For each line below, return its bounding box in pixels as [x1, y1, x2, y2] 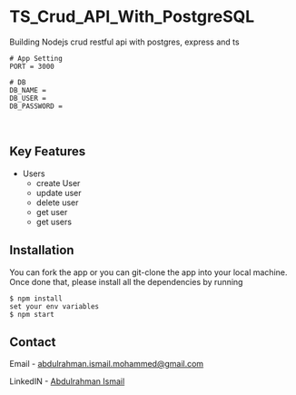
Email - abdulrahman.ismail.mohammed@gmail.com [9, 359, 204, 370]
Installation [9, 242, 74, 258]
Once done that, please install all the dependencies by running [9, 276, 243, 287]
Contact [9, 334, 56, 350]
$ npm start [9, 310, 54, 319]
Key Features [9, 143, 86, 160]
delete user [35, 197, 79, 208]
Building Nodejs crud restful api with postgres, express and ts [9, 36, 240, 47]
